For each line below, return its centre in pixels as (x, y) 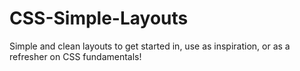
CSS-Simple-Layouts (99, 18)
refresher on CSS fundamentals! (75, 56)
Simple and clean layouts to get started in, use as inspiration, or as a (150, 46)
